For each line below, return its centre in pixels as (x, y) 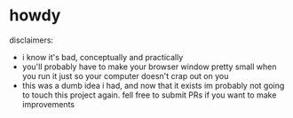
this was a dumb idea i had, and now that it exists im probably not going (153, 85)
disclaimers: (32, 40)
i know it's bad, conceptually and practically (103, 57)
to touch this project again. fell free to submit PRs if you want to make (149, 95)
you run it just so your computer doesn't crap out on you (125, 75)
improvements (48, 104)
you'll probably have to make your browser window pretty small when (149, 67)
